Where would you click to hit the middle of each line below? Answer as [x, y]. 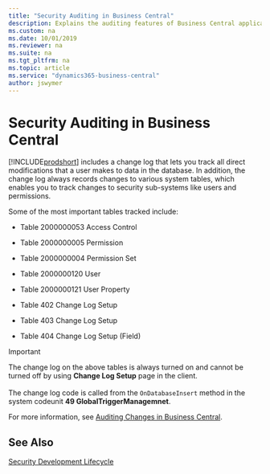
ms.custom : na [32, 31]
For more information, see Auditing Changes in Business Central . [115, 417]
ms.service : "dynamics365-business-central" [84, 76]
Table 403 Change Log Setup [69, 321]
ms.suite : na [30, 53]
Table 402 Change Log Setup [69, 305]
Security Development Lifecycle [61, 462]
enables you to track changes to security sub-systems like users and [123, 188]
